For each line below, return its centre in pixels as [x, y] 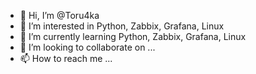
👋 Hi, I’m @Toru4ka [59, 15]
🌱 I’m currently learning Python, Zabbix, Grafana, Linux [133, 36]
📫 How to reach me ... [66, 58]
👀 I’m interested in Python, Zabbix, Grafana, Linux [122, 26]
